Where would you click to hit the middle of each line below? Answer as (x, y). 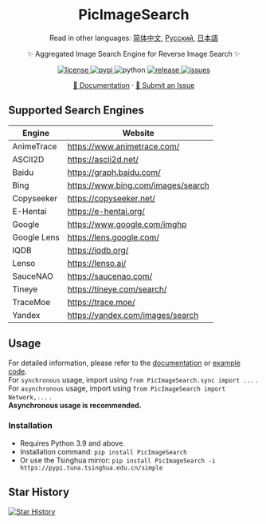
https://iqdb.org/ (98, 250)
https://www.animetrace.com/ (123, 146)
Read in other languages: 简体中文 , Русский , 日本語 (134, 38)
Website (139, 133)
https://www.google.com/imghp (127, 224)
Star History (39, 492)
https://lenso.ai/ (97, 263)
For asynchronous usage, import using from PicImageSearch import (117, 388)
